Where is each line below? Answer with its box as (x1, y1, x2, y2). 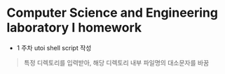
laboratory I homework (6, 20, 142, 36)
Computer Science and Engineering (6, 5, 219, 21)
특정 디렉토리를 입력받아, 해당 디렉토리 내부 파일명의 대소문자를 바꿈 (23, 58, 210, 67)
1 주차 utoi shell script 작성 (16, 43, 92, 52)
